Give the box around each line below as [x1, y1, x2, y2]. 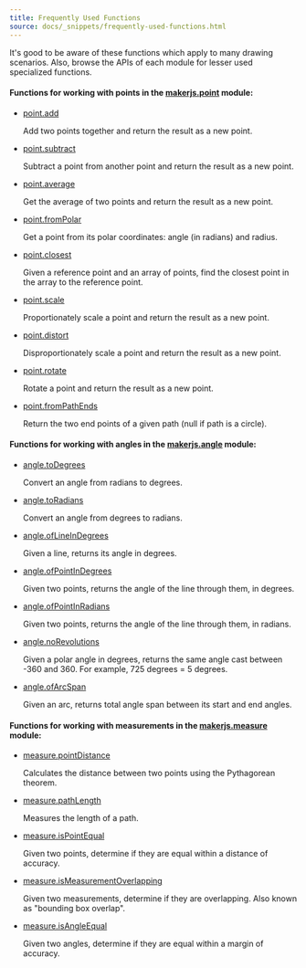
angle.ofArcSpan [22, 681, 87, 692]
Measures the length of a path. [22, 813, 139, 824]
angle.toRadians [22, 494, 84, 505]
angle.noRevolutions [22, 636, 100, 647]
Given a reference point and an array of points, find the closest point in [22, 267, 290, 278]
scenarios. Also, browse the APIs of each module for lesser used [9, 57, 253, 68]
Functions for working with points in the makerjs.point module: [9, 88, 254, 99]
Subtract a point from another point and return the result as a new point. [22, 161, 294, 172]
